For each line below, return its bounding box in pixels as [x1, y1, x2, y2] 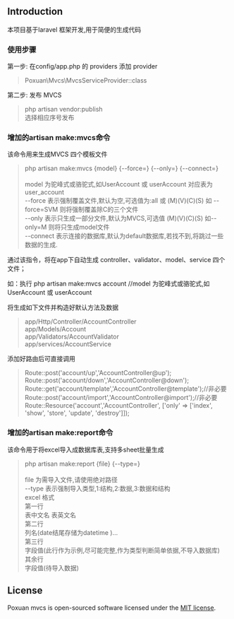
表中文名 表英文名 [24, 510, 76, 519]
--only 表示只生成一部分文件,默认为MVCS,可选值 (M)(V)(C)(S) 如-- [24, 214, 217, 223]
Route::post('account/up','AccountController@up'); [24, 369, 172, 377]
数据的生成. [24, 240, 58, 249]
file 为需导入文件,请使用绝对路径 [24, 475, 118, 483]
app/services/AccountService [24, 340, 111, 348]
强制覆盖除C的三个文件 [71, 205, 139, 214]
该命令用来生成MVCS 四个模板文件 [7, 150, 108, 158]
